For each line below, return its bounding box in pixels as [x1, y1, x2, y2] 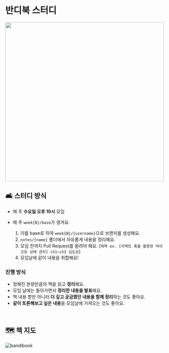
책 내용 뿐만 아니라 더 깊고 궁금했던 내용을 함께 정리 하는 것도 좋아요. [12, 294, 146, 300]
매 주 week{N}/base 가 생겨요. [12, 219, 70, 225]
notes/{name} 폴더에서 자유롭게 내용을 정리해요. [20, 236, 116, 242]
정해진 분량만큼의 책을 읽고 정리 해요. [12, 281, 85, 287]
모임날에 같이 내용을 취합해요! [20, 254, 79, 260]
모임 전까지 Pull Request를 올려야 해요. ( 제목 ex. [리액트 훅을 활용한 [20, 242, 154, 249]
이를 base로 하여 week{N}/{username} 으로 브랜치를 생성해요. [20, 230, 141, 236]
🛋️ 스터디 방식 [5, 192, 47, 200]
